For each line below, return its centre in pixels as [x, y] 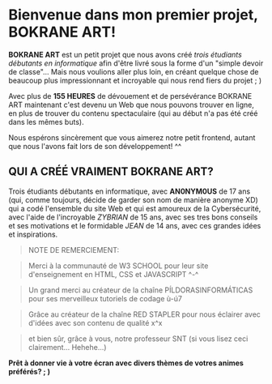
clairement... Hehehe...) [67, 347]
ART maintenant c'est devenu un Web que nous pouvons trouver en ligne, [132, 105]
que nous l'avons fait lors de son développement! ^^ [95, 146]
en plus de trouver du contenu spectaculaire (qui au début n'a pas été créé [133, 113]
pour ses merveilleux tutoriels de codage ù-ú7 [105, 298]
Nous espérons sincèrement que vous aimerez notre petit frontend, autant [132, 137]
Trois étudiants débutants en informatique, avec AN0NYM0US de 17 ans [130, 191]
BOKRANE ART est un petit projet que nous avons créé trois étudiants [125, 54]
